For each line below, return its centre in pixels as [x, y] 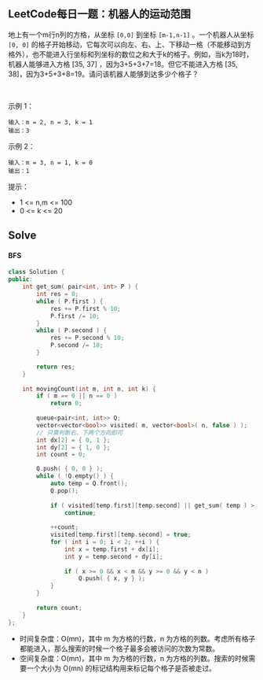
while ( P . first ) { [70, 301]
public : [21, 279]
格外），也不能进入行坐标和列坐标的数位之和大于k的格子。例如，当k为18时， [131, 54]
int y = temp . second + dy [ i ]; [113, 556]
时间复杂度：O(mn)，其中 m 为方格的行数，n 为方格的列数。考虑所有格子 [137, 638]
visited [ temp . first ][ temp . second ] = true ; [121, 535]
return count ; [59, 608]
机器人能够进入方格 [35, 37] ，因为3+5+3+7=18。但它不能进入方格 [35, [123, 64]
